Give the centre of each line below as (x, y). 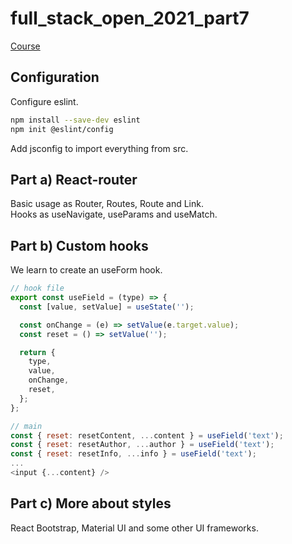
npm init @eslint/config (62, 129)
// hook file (37, 288)
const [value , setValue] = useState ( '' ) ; (107, 307)
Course (25, 46)
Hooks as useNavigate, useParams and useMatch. (114, 214)
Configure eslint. (44, 101)
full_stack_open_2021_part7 (130, 18)
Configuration (55, 77)
